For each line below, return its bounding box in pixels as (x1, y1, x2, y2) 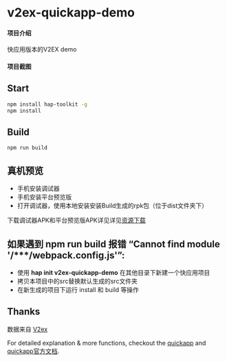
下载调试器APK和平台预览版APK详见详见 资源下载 (7, 216, 147, 225)
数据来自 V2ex (7, 325, 48, 333)
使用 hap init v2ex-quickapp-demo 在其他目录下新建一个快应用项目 (17, 268, 210, 276)
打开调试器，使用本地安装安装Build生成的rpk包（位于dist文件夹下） (17, 201, 208, 210)
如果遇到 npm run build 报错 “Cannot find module (7, 238, 220, 250)
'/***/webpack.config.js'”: (7, 249, 125, 261)
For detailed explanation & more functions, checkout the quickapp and (7, 339, 206, 347)
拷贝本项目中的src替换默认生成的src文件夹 (17, 277, 138, 285)
